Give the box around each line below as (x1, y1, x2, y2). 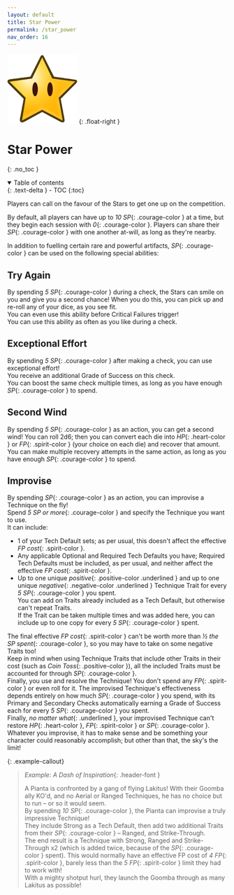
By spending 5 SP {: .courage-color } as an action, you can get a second (7, 425, 214, 433)
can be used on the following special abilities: (27, 249, 159, 258)
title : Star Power (7, 18, 61, 26)
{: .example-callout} (7, 757, 65, 766)
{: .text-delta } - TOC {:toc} (7, 186, 85, 195)
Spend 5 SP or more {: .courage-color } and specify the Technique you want (7, 508, 225, 517)
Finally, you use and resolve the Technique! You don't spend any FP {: (7, 677, 207, 685)
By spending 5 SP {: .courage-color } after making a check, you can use (7, 356, 213, 365)
